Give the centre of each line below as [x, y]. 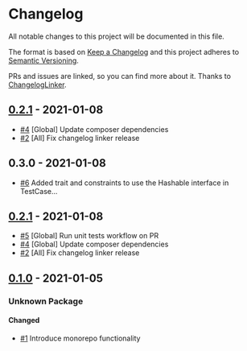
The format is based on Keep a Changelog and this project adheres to [124, 52]
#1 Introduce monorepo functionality [80, 338]
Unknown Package [46, 301]
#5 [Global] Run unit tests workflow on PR [89, 236]
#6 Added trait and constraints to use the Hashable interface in [124, 183]
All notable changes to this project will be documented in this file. [117, 36]
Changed [24, 320]
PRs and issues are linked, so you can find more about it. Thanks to [120, 76]
